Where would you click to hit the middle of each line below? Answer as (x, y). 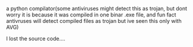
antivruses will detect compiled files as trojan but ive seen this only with (94, 21)
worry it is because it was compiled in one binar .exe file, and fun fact (91, 15)
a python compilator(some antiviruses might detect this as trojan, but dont (97, 9)
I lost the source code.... (36, 38)
